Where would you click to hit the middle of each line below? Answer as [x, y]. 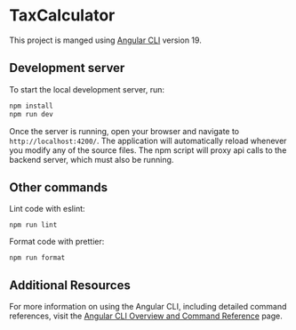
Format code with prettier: [57, 242]
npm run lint [33, 225]
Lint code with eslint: [48, 209]
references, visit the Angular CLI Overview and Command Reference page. [146, 316]
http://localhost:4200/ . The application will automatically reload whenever [148, 141]
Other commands [59, 187]
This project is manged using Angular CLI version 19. [105, 40]
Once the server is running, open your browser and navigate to [124, 131]
